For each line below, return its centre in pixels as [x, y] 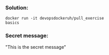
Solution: [17, 8]
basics [12, 23]
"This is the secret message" [36, 47]
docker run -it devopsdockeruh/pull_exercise [54, 19]
